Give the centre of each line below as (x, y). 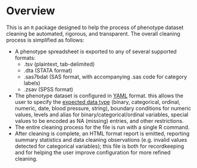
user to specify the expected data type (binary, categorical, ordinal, (97, 102)
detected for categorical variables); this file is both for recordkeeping (99, 146)
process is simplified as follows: (45, 40)
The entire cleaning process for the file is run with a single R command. (102, 127)
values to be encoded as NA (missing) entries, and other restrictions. (99, 121)
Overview (31, 11)
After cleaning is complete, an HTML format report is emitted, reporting (102, 133)
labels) (32, 83)
